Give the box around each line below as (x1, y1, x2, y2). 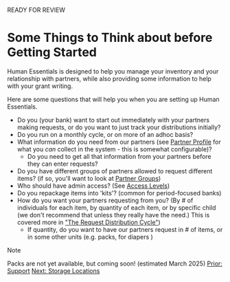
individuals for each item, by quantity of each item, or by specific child (16, 203, 216, 212)
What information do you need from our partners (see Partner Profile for (16, 138, 221, 146)
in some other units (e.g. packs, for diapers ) (27, 232, 153, 241)
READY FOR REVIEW (7, 6, 66, 14)
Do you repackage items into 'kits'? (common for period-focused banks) (16, 188, 222, 197)
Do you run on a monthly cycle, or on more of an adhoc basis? (16, 130, 194, 138)
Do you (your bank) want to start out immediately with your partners (16, 116, 210, 124)
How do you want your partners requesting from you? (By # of (16, 196, 194, 204)
